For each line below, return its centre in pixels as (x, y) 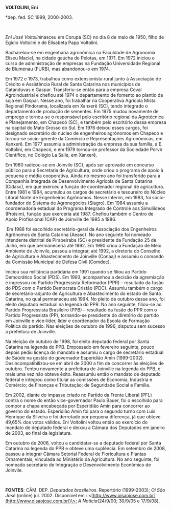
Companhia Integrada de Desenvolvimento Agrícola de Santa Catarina (79, 181)
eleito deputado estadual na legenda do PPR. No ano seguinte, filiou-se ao (83, 304)
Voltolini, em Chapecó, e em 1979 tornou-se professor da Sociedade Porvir (84, 150)
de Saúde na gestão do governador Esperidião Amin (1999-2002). (75, 358)
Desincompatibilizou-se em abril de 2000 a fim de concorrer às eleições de (85, 363)
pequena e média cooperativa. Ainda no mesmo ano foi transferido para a (83, 176)
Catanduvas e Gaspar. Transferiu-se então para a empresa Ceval (74, 90)
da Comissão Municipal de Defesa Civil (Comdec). (58, 262)
